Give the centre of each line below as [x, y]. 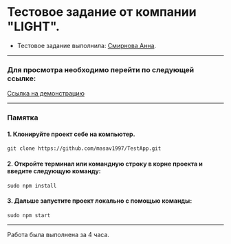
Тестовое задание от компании [102, 12]
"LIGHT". [34, 26]
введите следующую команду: [54, 171]
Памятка [23, 118]
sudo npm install [32, 186]
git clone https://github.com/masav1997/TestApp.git [84, 148]
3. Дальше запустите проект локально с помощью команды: [100, 201]
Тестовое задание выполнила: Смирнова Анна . [87, 45]
